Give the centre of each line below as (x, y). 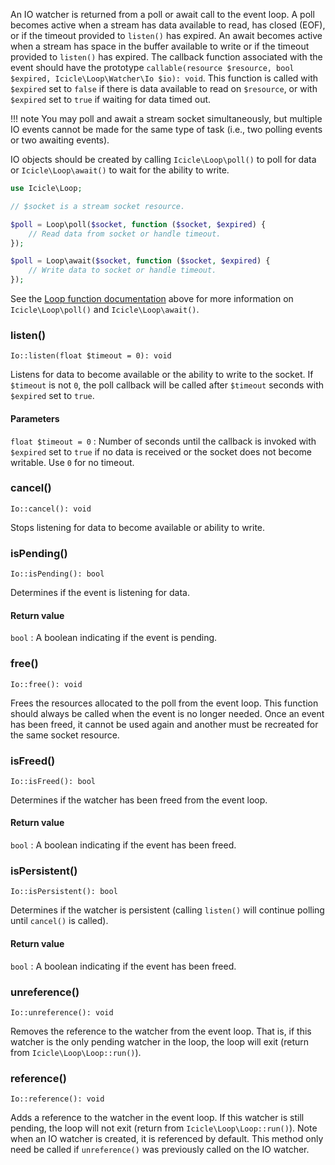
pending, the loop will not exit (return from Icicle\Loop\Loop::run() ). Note (164, 1128)
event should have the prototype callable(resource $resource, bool (152, 67)
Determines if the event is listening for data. (100, 593)
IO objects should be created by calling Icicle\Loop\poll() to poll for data (163, 159)
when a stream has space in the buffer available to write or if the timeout (160, 46)
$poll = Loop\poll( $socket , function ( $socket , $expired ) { (138, 224)
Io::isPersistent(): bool (64, 892)
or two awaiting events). (60, 140)
